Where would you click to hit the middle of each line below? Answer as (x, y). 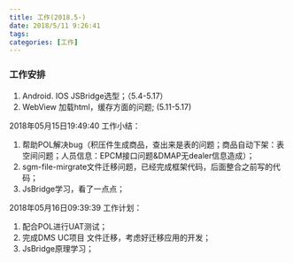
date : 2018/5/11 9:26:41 (55, 26)
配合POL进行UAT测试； (65, 226)
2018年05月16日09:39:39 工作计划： (76, 207)
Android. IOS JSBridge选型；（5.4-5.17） (95, 96)
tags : (19, 34)
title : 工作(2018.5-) (48, 17)
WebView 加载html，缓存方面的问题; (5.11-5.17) (107, 106)
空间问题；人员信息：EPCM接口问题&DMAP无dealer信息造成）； (138, 155)
